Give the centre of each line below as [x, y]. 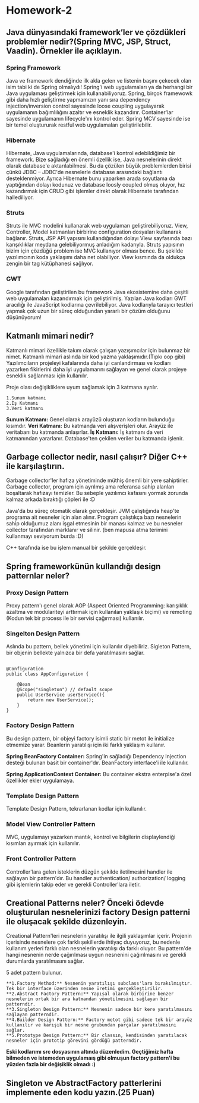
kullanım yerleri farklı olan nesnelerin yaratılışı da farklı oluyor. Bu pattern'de [99, 948]
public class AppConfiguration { [48, 674]
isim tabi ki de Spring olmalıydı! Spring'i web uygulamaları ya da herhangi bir [99, 87]
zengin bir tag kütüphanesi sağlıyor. [50, 264]
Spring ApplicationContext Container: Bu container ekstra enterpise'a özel [99, 774]
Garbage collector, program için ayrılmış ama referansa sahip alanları [90, 487]
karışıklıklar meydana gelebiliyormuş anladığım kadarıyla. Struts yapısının [95, 245]
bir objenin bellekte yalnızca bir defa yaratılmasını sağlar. [75, 653]
